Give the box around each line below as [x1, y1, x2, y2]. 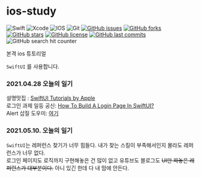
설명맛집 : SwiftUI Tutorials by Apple [6, 94, 95, 102]
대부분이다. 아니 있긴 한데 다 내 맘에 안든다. [27, 164, 129, 172]
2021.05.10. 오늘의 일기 [6, 127, 73, 135]
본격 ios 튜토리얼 [6, 50, 47, 57]
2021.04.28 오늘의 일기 [6, 79, 73, 88]
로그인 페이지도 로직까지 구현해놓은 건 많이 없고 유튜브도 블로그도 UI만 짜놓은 [6, 156, 188, 164]
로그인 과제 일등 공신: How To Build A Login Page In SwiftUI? [6, 102, 154, 109]
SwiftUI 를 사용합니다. [6, 63, 60, 70]
